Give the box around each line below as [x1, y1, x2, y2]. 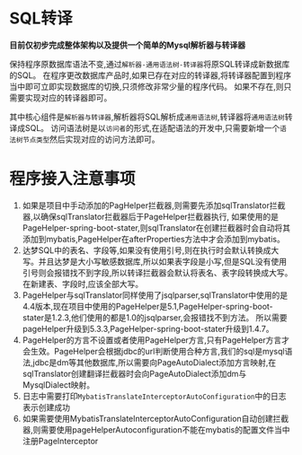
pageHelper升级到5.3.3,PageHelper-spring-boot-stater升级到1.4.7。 [22, 323, 274, 334]
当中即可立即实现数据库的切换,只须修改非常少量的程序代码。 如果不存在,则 [9, 81, 285, 92]
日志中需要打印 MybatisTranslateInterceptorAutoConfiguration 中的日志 [22, 390, 287, 401]
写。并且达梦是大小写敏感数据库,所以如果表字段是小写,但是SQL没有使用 [22, 256, 288, 267]
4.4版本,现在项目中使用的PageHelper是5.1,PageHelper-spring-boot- [22, 301, 274, 311]
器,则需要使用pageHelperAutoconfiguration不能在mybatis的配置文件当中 [22, 424, 290, 435]
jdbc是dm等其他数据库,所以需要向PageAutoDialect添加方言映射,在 [32, 356, 277, 368]
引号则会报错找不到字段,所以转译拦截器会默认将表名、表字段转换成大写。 [22, 267, 293, 278]
